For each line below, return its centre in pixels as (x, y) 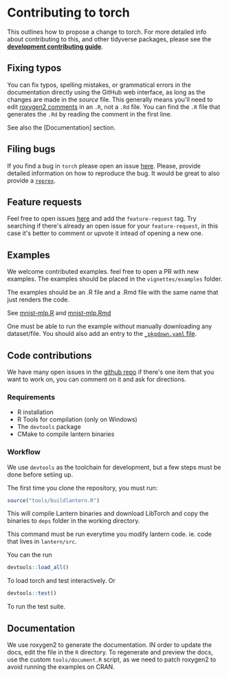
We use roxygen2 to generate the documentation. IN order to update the (109, 645)
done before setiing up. (40, 475)
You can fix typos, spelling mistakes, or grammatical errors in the (99, 85)
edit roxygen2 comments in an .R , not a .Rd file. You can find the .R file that (114, 107)
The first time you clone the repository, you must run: (83, 488)
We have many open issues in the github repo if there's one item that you (111, 372)
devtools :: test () (32, 594)
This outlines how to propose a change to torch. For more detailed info (107, 32)
